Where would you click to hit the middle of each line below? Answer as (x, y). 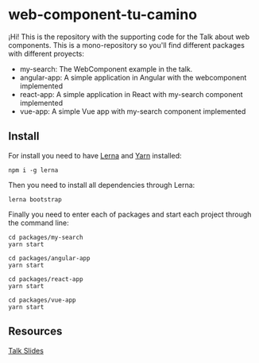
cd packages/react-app (46, 279)
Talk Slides (26, 350)
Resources (35, 332)
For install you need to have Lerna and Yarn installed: (95, 155)
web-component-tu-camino (102, 15)
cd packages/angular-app (49, 258)
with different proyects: (46, 53)
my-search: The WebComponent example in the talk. (106, 68)
